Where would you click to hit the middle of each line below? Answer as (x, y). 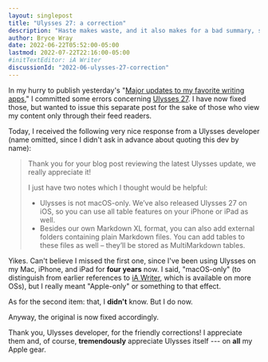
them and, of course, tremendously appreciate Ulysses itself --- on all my (130, 340)
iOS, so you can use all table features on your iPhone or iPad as (144, 211)
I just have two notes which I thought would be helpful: (118, 187)
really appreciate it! (59, 171)
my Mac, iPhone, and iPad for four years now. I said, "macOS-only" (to (125, 269)
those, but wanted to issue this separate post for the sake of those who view (134, 107)
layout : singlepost (41, 16)
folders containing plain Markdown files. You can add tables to (142, 237)
